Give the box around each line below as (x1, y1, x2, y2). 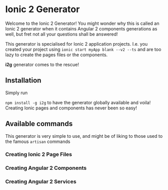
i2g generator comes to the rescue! (5, 61, 79, 67)
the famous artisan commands (5, 138, 71, 144)
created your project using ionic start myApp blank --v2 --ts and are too (5, 46, 161, 52)
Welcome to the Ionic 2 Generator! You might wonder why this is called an (5, 20, 159, 26)
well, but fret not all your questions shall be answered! (5, 31, 118, 37)
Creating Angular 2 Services (5, 178, 77, 185)
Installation (5, 76, 41, 85)
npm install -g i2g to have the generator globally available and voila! (5, 99, 151, 105)
